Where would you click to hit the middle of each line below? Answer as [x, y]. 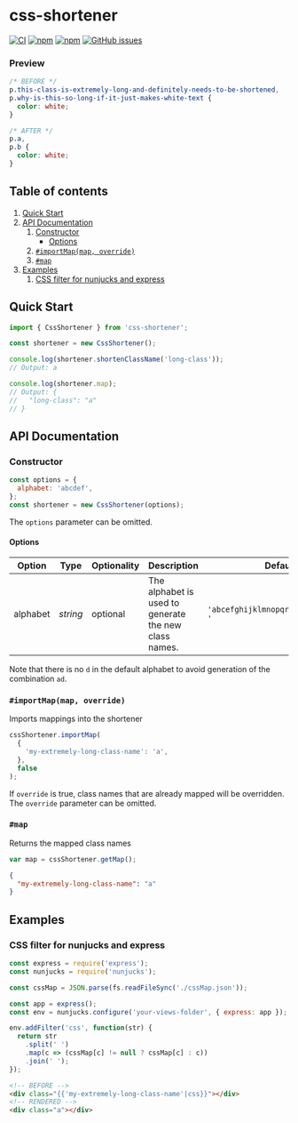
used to [164, 603]
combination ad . [38, 678]
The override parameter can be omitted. [83, 803]
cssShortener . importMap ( [55, 735]
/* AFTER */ [31, 131]
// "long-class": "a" [53, 400]
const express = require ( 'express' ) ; [79, 964]
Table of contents [59, 192]
